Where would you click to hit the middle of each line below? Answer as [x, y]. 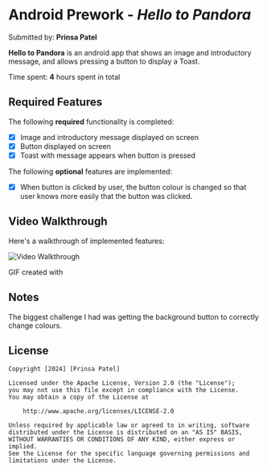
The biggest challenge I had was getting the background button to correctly [133, 316]
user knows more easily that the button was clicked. [106, 196]
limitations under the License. [62, 461]
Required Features [55, 102]
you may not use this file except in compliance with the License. [124, 390]
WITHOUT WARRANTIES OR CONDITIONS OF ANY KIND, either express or [122, 440]
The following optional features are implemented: [90, 171]
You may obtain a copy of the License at [79, 397]
